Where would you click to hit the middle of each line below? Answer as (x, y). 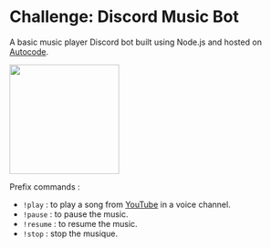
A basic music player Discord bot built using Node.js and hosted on (136, 42)
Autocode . (29, 51)
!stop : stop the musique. (70, 233)
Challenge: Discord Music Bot (125, 17)
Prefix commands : (45, 186)
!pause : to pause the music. (76, 214)
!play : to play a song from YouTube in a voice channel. (126, 204)
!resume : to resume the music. (80, 223)
